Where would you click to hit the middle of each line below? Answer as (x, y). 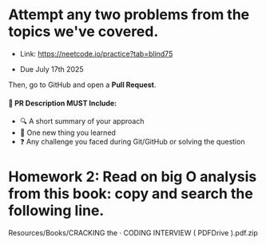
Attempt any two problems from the (129, 15)
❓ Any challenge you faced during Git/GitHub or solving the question (132, 142)
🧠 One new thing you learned (67, 132)
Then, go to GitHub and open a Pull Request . (82, 85)
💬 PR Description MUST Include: (63, 103)
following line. (56, 211)
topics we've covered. (83, 32)
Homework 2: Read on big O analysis (133, 177)
